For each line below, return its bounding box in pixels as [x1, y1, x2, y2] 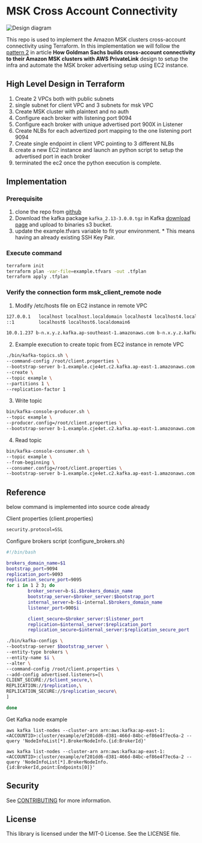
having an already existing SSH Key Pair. [14, 234, 115, 241]
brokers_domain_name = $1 [6, 560, 66, 566]
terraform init [6, 262, 44, 269]
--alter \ [6, 660, 31, 666]
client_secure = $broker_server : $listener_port [28, 616, 144, 622]
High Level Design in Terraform [6, 79, 125, 89]
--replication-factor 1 [6, 386, 66, 393]
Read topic [14, 436, 42, 444]
